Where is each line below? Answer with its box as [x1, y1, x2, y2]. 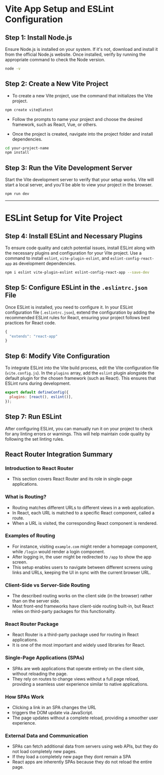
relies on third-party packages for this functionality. [12, 609, 116, 614]
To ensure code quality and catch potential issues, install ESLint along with [5, 245, 155, 251]
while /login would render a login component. [12, 548, 105, 554]
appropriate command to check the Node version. [5, 57, 105, 62]
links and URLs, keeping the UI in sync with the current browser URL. [12, 569, 151, 575]
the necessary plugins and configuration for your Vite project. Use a [5, 250, 142, 256]
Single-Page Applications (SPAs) [5, 655, 84, 661]
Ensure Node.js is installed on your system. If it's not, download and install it [5, 47, 158, 52]
